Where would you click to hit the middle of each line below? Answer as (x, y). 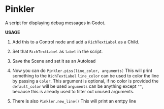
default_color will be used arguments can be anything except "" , (78, 86)
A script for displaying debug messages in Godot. (55, 23)
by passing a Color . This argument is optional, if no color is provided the (85, 81)
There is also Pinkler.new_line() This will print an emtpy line (74, 101)
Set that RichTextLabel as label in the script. (57, 51)
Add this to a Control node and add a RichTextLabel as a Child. (76, 42)
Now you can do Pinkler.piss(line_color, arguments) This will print (82, 71)
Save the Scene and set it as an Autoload (54, 61)
